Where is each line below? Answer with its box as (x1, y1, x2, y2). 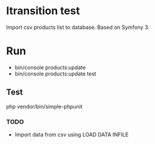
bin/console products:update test (14, 70, 97, 77)
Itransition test (6, 4, 80, 18)
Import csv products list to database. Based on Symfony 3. (6, 24, 150, 31)
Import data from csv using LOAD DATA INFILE (14, 131, 129, 138)
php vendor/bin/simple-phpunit (6, 103, 83, 110)
